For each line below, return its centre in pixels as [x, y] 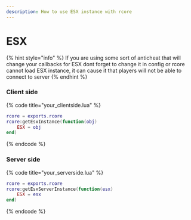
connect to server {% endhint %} [47, 77]
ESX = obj [29, 127]
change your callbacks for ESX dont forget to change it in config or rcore [95, 64]
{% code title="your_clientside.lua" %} [54, 105]
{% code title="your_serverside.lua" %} [55, 172]
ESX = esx [29, 194]
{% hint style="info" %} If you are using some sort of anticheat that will [93, 58]
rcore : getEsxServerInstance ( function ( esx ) [60, 189]
